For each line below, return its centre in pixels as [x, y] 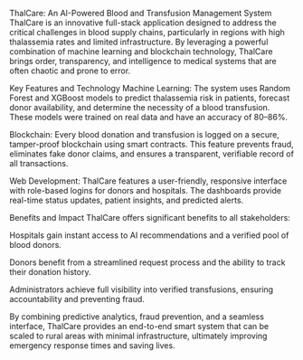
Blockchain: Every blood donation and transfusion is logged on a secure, [145, 134]
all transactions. [39, 163]
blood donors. [35, 245]
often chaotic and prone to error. [70, 71]
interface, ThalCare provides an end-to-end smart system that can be [139, 326]
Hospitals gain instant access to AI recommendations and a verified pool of [149, 235]
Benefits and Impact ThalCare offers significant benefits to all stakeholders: [150, 218]
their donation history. [50, 272]
